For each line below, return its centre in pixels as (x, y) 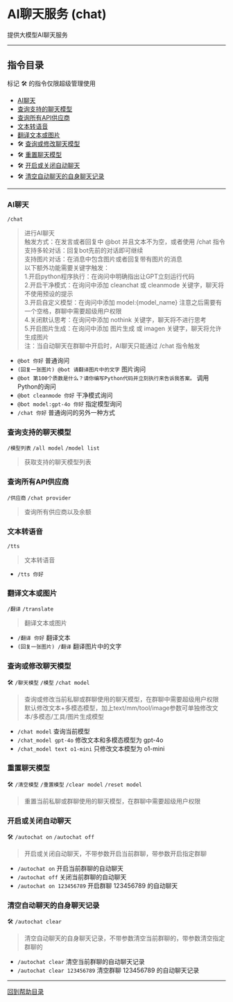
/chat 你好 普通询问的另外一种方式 (66, 413)
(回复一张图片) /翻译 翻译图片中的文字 (69, 647)
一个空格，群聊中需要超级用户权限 (73, 311)
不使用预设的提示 (49, 294)
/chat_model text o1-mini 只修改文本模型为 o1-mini (91, 748)
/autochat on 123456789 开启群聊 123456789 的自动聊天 (97, 886)
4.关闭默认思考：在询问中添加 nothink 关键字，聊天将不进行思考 (115, 320)
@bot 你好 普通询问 (43, 361)
